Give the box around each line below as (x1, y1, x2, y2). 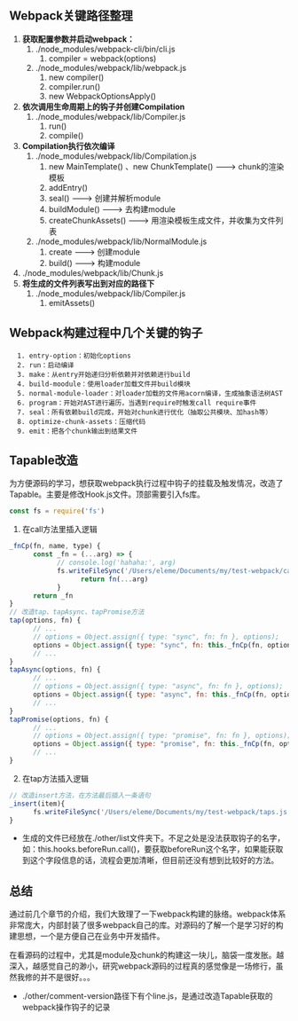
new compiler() (48, 72, 105, 82)
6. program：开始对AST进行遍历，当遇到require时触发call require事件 (17, 398, 257, 407)
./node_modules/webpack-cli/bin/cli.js (35, 43, 176, 54)
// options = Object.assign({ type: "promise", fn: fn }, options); (32, 731, 292, 741)
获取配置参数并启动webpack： (21, 34, 136, 44)
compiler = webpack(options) (48, 52, 157, 64)
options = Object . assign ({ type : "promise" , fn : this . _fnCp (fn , (32, 740, 276, 749)
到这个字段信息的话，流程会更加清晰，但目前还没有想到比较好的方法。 (21, 855, 279, 866)
